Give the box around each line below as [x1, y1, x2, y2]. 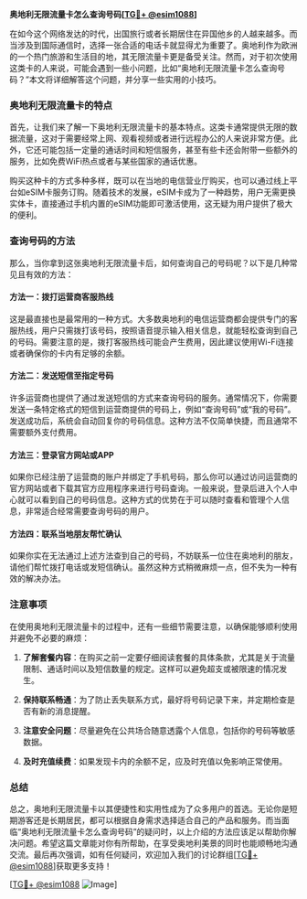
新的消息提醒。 [38, 705, 96, 716]
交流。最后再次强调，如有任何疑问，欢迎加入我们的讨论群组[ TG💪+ [9, 850, 259, 860]
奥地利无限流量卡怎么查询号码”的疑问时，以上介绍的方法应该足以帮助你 [21, 827, 290, 837]
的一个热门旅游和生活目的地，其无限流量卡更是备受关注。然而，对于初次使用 [9, 51, 298, 62]
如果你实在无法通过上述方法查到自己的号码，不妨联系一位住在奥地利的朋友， [9, 551, 298, 562]
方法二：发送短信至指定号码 [9, 370, 114, 381]
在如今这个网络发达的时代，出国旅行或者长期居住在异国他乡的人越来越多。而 [9, 28, 298, 39]
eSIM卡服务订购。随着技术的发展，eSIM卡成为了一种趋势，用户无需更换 [25, 187, 297, 198]
